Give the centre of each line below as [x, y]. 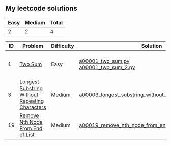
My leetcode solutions [41, 8]
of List [27, 134]
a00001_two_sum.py [104, 61]
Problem [33, 46]
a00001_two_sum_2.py [107, 67]
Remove [29, 115]
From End [31, 128]
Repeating [32, 101]
